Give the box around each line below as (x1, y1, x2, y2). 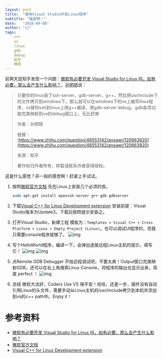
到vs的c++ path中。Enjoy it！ (12, 293, 72, 299)
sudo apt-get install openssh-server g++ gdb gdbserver (12, 193, 129, 198)
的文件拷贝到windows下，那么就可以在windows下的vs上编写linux (17, 98, 149, 104)
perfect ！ (18, 271, 38, 277)
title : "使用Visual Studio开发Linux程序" (5, 12, 89, 17)
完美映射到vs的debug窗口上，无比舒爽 (21, 111, 99, 117)
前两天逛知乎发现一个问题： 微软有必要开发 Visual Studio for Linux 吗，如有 (5, 76, 156, 82)
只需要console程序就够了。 (12, 232, 67, 238)
